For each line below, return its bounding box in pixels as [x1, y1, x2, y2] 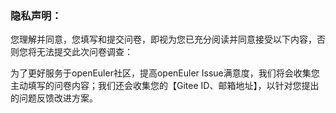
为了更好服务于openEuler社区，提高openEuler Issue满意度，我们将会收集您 [10, 67, 320, 79]
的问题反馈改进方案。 [10, 92, 98, 104]
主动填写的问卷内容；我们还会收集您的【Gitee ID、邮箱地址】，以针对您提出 [10, 80, 320, 92]
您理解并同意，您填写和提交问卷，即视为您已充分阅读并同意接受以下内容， [10, 33, 317, 46]
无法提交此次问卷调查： [36, 46, 133, 58]
